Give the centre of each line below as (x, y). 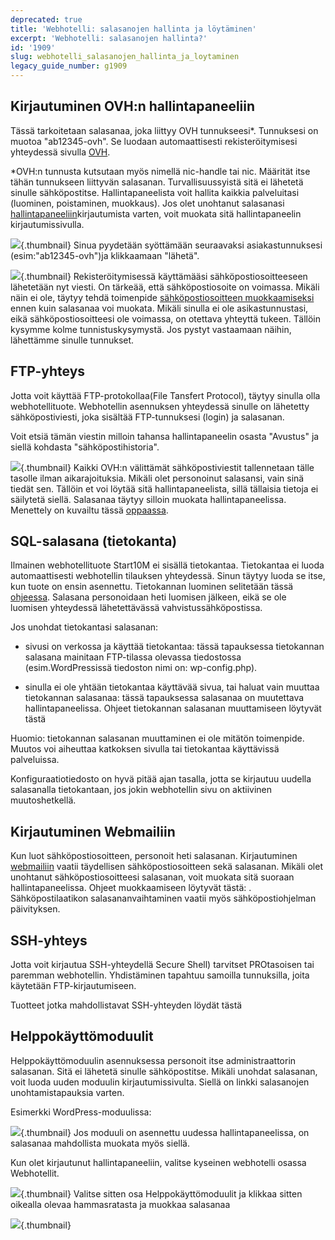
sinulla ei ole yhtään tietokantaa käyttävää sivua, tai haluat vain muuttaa (172, 687)
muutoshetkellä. (43, 800)
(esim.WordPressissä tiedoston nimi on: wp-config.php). (141, 668)
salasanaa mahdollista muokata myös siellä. (100, 1143)
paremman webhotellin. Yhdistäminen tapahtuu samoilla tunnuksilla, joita (160, 975)
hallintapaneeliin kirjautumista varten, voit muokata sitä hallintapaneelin (156, 213)
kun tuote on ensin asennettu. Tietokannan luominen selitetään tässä (152, 587)
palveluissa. (35, 760)
